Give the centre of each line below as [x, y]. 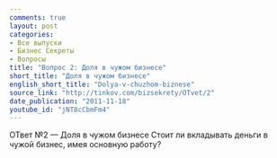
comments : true [38, 18]
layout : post [34, 26]
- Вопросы [28, 59]
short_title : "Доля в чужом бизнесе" [80, 76]
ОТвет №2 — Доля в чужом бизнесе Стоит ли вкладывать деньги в [138, 135]
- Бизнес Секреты [42, 51]
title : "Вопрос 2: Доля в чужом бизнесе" [88, 68]
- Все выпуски [36, 43]
